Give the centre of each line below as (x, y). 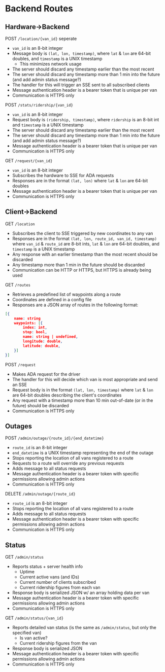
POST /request (20, 364)
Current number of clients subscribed (58, 582)
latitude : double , (42, 346)
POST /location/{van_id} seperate (41, 38)
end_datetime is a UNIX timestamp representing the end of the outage (83, 453)
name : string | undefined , (50, 337)
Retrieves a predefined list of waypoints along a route (66, 294)
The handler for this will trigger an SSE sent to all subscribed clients (81, 85)
